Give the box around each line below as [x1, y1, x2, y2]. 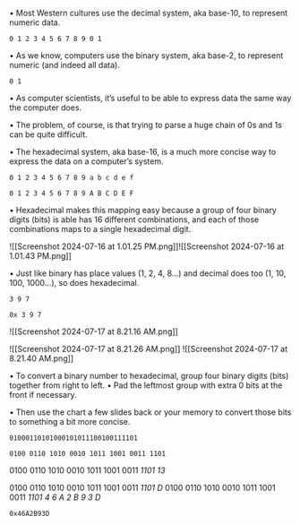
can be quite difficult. [9, 129, 88, 140]
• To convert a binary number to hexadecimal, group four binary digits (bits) [9, 371, 289, 381]
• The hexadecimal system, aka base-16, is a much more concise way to [9, 147, 277, 157]
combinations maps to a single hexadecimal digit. [9, 224, 192, 234]
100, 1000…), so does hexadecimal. [9, 278, 140, 288]
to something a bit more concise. [9, 417, 131, 426]
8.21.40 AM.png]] [9, 353, 74, 364]
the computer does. [9, 102, 82, 113]
